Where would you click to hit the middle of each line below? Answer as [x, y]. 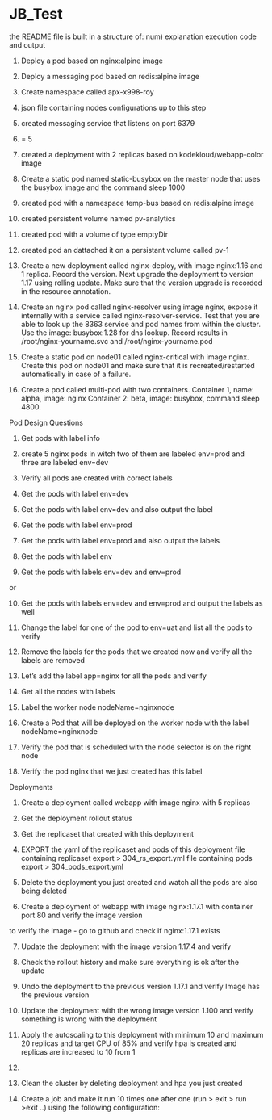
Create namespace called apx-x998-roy [87, 92]
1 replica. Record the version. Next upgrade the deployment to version [137, 274]
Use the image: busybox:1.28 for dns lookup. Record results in [124, 333]
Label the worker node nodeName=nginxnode [97, 707]
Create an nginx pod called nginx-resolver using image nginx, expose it [139, 307]
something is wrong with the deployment [89, 1019]
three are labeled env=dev [65, 462]
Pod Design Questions [46, 422]
